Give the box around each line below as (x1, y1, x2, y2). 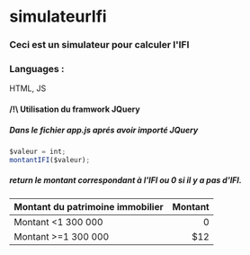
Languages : (9, 63, 65, 76)
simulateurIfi (9, 6, 107, 27)
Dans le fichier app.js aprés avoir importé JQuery (9, 124, 199, 135)
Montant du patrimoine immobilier (13, 200, 164, 213)
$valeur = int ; (9, 147, 67, 156)
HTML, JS (9, 83, 47, 94)
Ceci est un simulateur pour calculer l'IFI (9, 39, 190, 51)
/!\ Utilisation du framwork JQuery (9, 104, 141, 114)
